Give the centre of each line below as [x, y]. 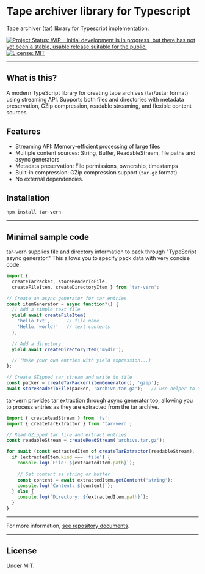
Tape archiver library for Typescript [98, 11]
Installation [28, 198]
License [22, 551]
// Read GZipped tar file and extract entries [67, 435]
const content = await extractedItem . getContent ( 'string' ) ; [95, 480]
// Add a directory [37, 344]
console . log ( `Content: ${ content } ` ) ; [65, 486]
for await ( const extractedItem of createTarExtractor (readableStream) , [101, 452]
